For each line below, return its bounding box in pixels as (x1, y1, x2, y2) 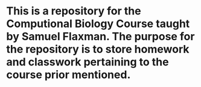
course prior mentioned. (6, 68, 131, 82)
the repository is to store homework (6, 43, 190, 56)
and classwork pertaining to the (6, 55, 169, 69)
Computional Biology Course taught (6, 17, 190, 31)
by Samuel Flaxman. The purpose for (6, 30, 195, 43)
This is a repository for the (6, 4, 141, 18)
